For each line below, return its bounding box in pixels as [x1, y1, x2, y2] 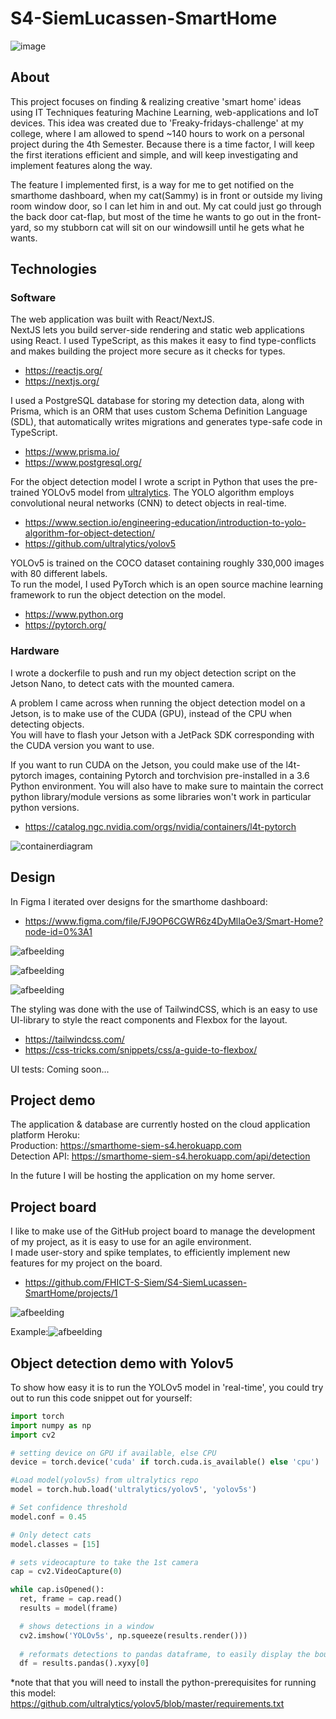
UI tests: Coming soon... [10, 1063, 110, 1075]
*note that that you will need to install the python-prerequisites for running [10, 1677, 317, 1689]
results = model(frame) [19, 1603, 118, 1614]
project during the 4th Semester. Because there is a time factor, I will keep [10, 138, 315, 150]
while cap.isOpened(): [10, 1585, 105, 1595]
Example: [10, 1326, 49, 1338]
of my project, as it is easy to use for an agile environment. [10, 1236, 252, 1248]
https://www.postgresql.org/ [24, 457, 142, 469]
